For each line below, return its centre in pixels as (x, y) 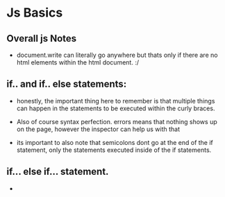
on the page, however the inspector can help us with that (98, 129)
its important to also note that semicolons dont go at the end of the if (115, 142)
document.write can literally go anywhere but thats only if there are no (117, 55)
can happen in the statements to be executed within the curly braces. (116, 108)
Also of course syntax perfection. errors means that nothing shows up (117, 121)
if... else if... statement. (58, 172)
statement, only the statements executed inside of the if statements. (114, 150)
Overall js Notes (42, 38)
